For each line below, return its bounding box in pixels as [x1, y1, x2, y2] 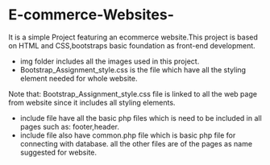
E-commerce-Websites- [8, 6, 175, 24]
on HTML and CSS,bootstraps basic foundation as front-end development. [8, 40, 255, 50]
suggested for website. [19, 147, 98, 157]
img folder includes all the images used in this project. [19, 56, 200, 66]
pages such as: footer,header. [19, 122, 119, 131]
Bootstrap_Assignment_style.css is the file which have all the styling [19, 64, 247, 74]
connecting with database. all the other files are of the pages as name [19, 138, 252, 148]
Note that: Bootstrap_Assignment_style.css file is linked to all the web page [8, 89, 258, 98]
